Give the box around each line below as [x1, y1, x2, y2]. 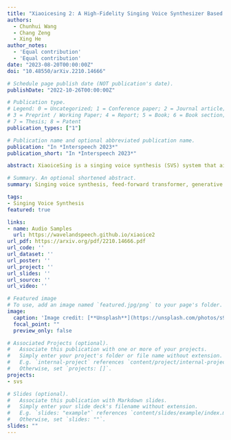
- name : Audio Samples [7, 225, 72, 232]
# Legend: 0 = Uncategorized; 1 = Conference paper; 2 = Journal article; [7, 105, 226, 112]
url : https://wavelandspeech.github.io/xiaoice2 [13, 231, 155, 238]
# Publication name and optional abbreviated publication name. [7, 137, 195, 144]
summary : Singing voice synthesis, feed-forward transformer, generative [7, 181, 223, 188]
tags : [7, 193, 23, 200]
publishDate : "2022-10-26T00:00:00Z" [7, 87, 115, 94]
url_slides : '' [7, 270, 51, 277]
